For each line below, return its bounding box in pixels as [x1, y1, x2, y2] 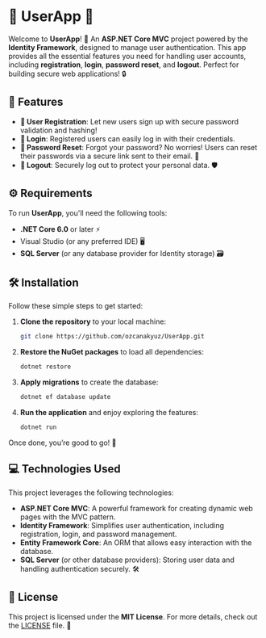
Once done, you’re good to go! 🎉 [8, 438, 117, 447]
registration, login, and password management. [19, 529, 177, 539]
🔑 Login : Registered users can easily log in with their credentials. [19, 133, 235, 144]
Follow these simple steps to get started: [8, 301, 143, 311]
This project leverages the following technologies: [8, 488, 174, 497]
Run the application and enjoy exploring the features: [19, 408, 199, 417]
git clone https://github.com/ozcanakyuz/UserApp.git [19, 333, 205, 341]
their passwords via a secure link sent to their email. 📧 [19, 151, 200, 161]
